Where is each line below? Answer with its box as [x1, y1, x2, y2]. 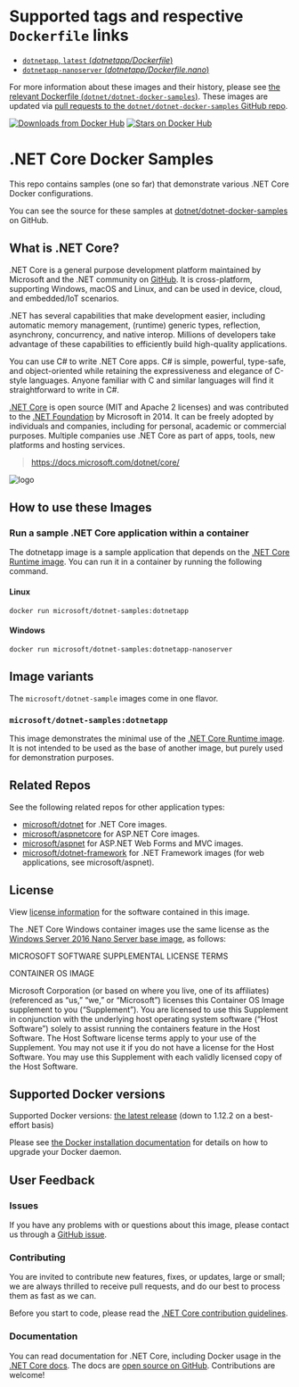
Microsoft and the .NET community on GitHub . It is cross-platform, [9, 274, 253, 285]
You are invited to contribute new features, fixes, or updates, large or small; [9, 1272, 286, 1283]
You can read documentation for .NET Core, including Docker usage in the [9, 1350, 282, 1361]
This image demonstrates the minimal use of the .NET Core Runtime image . [9, 733, 285, 743]
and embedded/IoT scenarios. [9, 293, 120, 303]
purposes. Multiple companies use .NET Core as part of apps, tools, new [9, 430, 276, 441]
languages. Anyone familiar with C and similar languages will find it [28, 375, 274, 386]
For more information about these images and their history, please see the [9, 81, 281, 92]
